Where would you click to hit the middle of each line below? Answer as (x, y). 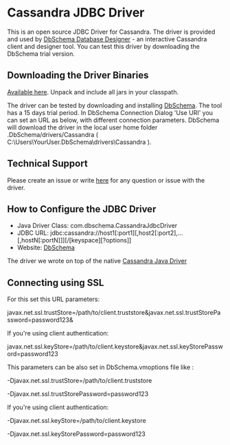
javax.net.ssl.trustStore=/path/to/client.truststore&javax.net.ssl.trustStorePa (114, 313)
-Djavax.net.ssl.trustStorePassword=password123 (78, 394)
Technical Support (47, 164)
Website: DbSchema (46, 248)
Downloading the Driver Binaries (78, 75)
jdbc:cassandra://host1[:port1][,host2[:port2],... (117, 233)
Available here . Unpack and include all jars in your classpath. (93, 92)
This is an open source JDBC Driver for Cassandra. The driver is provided (111, 32)
